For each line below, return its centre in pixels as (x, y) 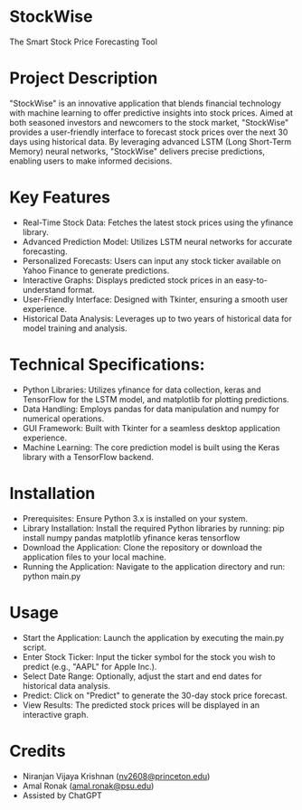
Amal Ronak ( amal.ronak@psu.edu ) (88, 786)
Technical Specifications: (107, 364)
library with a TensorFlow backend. (88, 457)
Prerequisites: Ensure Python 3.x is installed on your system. (135, 518)
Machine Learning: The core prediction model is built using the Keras (151, 447)
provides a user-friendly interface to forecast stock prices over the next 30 (149, 132)
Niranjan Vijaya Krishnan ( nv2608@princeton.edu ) (116, 776)
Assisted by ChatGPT (62, 795)
